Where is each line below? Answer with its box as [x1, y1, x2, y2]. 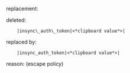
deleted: [6, 17, 27, 23]
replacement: [6, 5, 38, 12]
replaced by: [6, 39, 37, 45]
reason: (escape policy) [6, 61, 64, 67]
